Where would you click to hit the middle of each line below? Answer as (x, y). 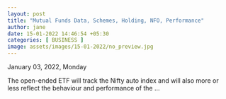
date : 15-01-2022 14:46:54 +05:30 (58, 34)
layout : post (27, 14)
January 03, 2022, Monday (47, 67)
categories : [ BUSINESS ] (45, 40)
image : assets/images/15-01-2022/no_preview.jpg (80, 47)
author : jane (27, 27)
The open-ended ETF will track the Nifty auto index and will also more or (113, 81)
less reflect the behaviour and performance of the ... (84, 88)
